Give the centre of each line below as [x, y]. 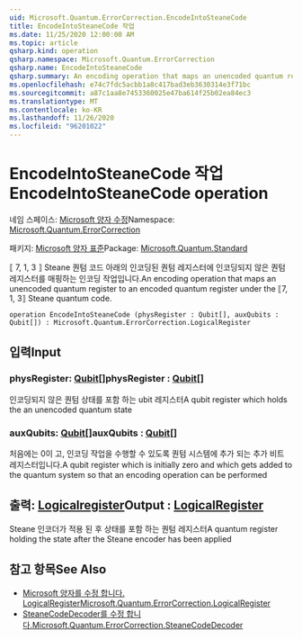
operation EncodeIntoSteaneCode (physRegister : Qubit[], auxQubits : [144, 315]
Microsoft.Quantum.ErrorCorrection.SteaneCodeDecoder [138, 625]
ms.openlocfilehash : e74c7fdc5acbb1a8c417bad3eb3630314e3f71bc [130, 85]
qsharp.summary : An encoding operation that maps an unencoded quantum [146, 76]
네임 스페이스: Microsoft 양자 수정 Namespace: [92, 219]
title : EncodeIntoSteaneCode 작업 [72, 26]
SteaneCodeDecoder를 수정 [73, 614]
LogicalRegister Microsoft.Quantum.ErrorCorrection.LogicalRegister [147, 603]
